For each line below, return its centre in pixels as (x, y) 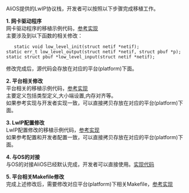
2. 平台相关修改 (24, 81)
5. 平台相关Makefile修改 (35, 177)
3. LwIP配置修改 (25, 123)
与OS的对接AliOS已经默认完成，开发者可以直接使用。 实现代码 (80, 164)
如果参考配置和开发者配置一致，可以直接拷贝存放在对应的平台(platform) (92, 137)
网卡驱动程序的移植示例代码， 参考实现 (52, 28)
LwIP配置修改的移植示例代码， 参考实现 (53, 130)
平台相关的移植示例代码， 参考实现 (47, 88)
